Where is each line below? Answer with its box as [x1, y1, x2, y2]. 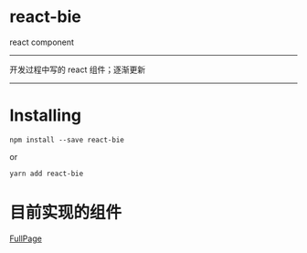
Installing [9, 105, 82, 126]
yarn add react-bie [9, 169, 84, 178]
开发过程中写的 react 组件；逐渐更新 [9, 64, 146, 75]
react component [9, 37, 75, 47]
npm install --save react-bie [9, 135, 125, 144]
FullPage [9, 233, 43, 244]
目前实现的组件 [9, 203, 122, 223]
